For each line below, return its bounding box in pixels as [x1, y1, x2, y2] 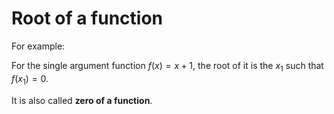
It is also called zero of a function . [11, 94, 153, 106]
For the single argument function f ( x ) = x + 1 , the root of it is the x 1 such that [11, 59, 324, 74]
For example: [11, 40, 66, 52]
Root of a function [11, 7, 164, 30]
